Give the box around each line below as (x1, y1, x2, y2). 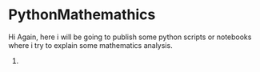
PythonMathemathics (8, 6, 156, 24)
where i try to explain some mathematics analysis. (8, 40, 174, 50)
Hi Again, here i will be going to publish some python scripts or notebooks (8, 32, 252, 42)
